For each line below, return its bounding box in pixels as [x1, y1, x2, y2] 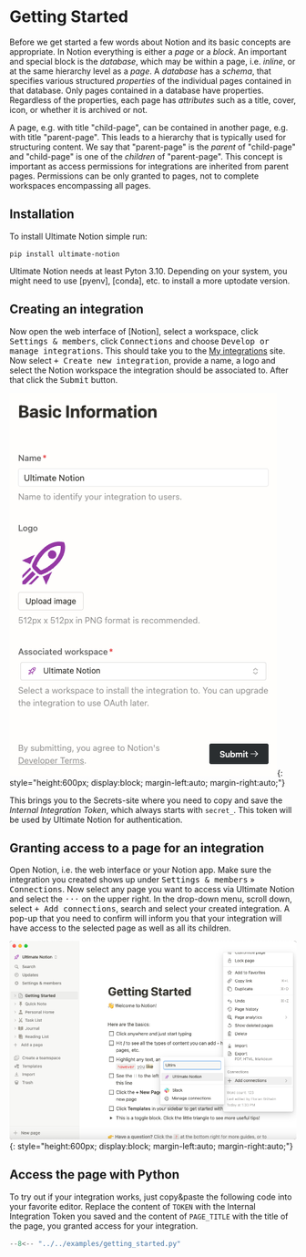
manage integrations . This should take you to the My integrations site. [9, 345, 286, 356]
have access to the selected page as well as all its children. [9, 922, 231, 933]
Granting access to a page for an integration [9, 840, 265, 856]
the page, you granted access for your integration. [9, 1220, 199, 1231]
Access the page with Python [9, 1167, 180, 1182]
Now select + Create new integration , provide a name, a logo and [9, 355, 276, 366]
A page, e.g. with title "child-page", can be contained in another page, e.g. [9, 121, 289, 133]
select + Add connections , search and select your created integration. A [9, 903, 290, 914]
